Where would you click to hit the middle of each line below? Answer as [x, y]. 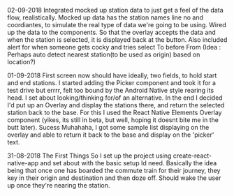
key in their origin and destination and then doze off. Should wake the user [114, 178]
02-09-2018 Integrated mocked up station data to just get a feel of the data [115, 10]
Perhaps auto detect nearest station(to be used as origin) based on [104, 54]
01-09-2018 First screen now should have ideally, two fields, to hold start [112, 75]
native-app [23, 163]
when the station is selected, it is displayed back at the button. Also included [117, 40]
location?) [22, 62]
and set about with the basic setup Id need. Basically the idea [129, 163]
